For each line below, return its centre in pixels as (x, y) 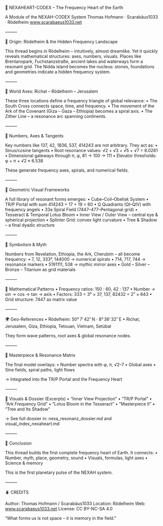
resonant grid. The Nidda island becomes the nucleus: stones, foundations (80, 67)
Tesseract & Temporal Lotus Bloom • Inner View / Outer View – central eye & (81, 215)
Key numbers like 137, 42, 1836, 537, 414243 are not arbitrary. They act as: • (81, 145)
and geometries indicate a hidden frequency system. (58, 72)
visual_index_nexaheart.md (32, 424)
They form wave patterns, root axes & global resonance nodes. (68, 336)
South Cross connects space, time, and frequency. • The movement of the (80, 106)
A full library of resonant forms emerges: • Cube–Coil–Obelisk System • (77, 199)
